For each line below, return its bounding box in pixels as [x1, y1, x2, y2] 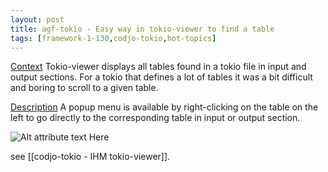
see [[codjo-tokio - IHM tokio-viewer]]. [10, 151, 171, 163]
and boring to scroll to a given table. [10, 82, 159, 94]
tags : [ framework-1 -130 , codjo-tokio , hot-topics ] [10, 33, 217, 43]
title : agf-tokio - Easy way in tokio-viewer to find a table [10, 24, 275, 34]
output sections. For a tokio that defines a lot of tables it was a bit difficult [10, 71, 313, 83]
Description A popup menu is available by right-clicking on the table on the [10, 101, 319, 113]
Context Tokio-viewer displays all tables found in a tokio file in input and [10, 61, 307, 73]
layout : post [10, 14, 65, 25]
